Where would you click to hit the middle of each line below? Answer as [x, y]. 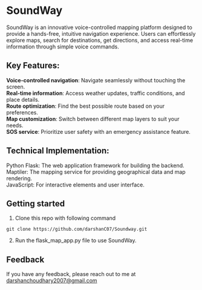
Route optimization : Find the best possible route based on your [86, 106]
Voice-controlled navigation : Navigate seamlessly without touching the [96, 80]
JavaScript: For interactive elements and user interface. [76, 185]
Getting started [36, 203]
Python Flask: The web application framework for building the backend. [95, 165]
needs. [15, 125]
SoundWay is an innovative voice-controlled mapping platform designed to [99, 27]
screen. [16, 87]
